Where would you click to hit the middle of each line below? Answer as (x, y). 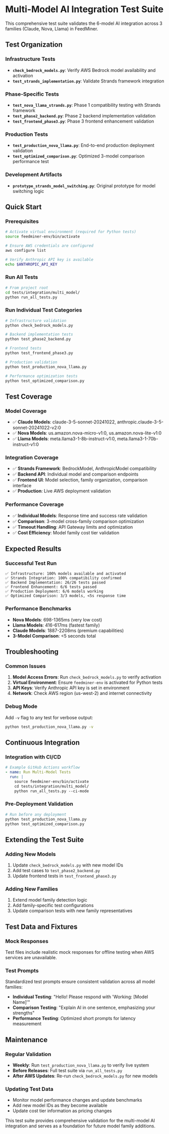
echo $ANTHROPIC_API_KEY (31, 264)
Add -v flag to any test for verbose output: (49, 717)
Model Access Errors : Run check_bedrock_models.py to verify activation (87, 677)
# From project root (27, 288)
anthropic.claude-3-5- (140, 422)
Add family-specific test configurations (53, 906)
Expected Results (33, 549)
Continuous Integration (42, 742)
